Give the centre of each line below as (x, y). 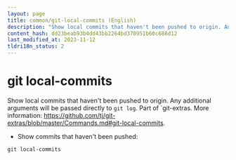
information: (25, 115)
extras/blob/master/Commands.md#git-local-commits (85, 123)
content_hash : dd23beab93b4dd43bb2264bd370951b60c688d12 (92, 33)
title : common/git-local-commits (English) (72, 20)
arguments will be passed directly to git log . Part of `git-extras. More (108, 108)
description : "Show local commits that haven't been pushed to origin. (114, 27)
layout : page (26, 14)
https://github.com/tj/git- (80, 115)
